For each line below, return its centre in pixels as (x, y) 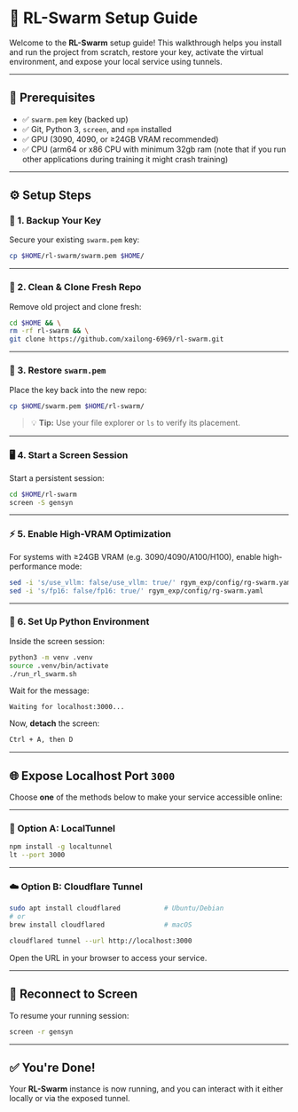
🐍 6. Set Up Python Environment (79, 622)
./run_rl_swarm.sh (43, 674)
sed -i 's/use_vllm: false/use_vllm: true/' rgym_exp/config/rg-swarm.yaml (152, 582)
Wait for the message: (50, 690)
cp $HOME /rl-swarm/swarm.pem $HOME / (77, 256)
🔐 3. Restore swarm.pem (58, 370)
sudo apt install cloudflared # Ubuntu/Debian (117, 909)
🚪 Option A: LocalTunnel (63, 829)
